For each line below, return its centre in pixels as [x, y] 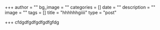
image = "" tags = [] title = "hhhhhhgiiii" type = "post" [61, 12]
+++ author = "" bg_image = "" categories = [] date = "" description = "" [80, 7]
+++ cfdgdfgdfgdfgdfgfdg [32, 22]
